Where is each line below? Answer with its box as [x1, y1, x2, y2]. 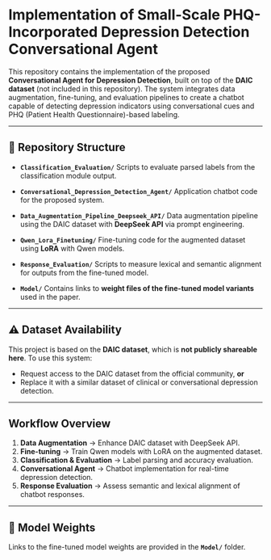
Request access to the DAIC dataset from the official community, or [19, 368, 244, 378]
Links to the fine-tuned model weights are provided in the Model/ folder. [8, 542, 246, 552]
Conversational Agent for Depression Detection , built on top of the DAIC [8, 75, 253, 85]
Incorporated [8, 23, 98, 41]
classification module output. [19, 171, 117, 180]
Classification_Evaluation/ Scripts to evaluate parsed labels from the [19, 162, 256, 171]
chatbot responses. [19, 490, 85, 499]
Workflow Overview [8, 416, 111, 430]
